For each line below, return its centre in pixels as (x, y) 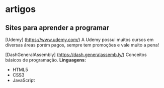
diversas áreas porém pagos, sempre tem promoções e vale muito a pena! (82, 45)
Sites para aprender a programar (57, 28)
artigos (21, 9)
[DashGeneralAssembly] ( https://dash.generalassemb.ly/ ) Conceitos (76, 54)
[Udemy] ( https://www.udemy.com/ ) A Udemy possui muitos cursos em (79, 39)
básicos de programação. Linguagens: (46, 60)
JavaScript (24, 80)
